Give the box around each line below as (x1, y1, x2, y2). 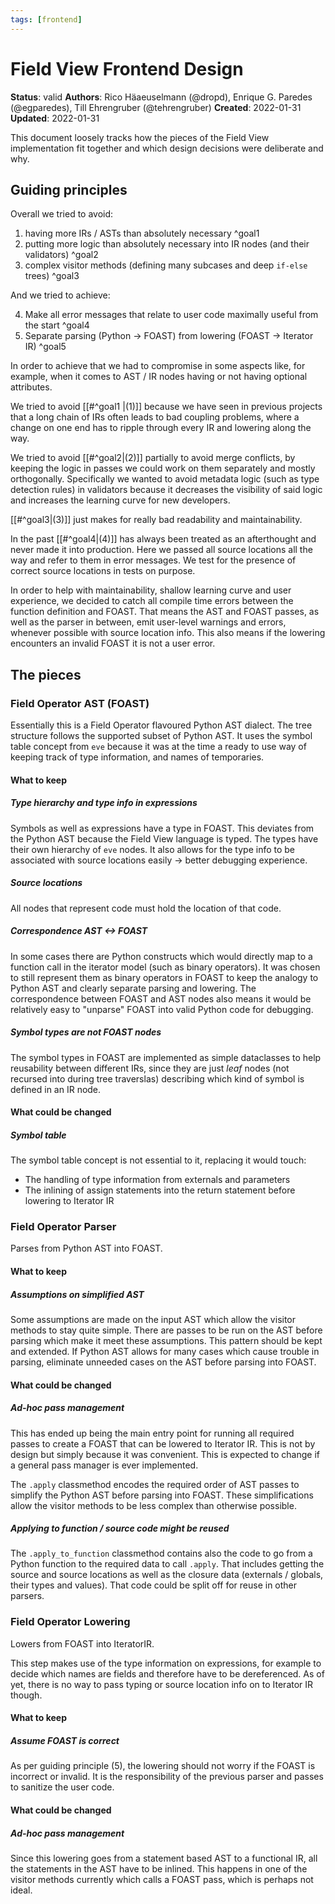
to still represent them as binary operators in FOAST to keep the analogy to (10, 971, 319, 983)
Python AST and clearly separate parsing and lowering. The (10, 982, 257, 994)
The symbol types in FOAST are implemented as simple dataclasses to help (10, 1051, 322, 1063)
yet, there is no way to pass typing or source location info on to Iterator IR (10, 1678, 314, 1690)
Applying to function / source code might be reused (10, 1522, 230, 1535)
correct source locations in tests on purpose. (10, 565, 196, 577)
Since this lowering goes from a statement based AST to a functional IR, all (10, 1852, 318, 1864)
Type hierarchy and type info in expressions (10, 797, 198, 809)
